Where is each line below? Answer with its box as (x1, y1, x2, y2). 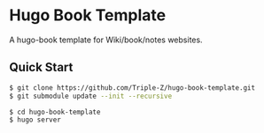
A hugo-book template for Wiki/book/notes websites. (9, 34, 203, 45)
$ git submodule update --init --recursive (9, 92, 173, 100)
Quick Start (9, 60, 74, 75)
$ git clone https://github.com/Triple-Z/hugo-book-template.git (9, 83, 255, 92)
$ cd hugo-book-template (9, 107, 101, 116)
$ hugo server (9, 115, 62, 124)
